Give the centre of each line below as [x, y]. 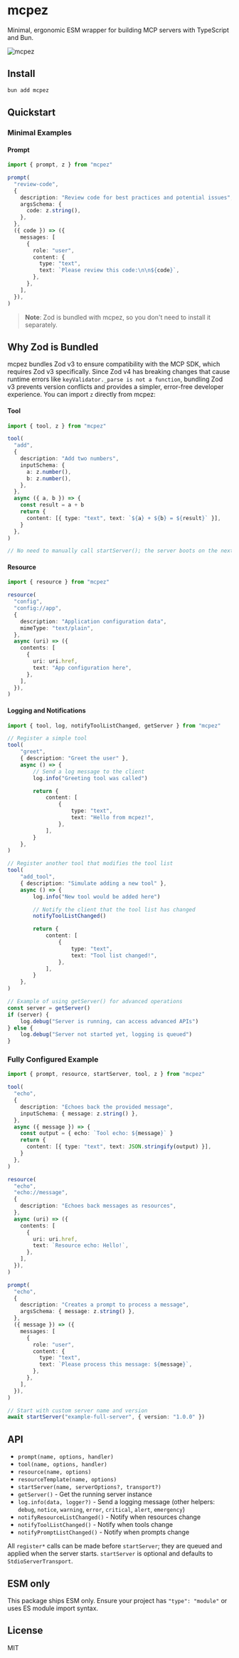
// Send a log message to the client [89, 772]
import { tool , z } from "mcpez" [57, 426]
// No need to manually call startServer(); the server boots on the [113, 551]
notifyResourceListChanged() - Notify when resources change [109, 1517]
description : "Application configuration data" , [94, 621]
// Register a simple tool [47, 739]
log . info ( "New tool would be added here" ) [97, 896]
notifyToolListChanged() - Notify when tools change [95, 1525]
